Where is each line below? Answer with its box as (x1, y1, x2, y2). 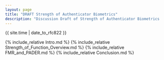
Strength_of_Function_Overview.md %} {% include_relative (5, 45, 125, 51)
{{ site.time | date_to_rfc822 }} (5, 30, 67, 36)
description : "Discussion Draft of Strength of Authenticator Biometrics (5, 16, 160, 21)
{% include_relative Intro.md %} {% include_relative (5, 39, 110, 45)
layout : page (5, 7, 32, 12)
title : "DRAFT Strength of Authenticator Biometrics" (5, 12, 118, 17)
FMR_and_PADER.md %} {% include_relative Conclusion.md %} (5, 50, 134, 56)
